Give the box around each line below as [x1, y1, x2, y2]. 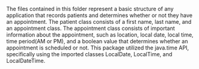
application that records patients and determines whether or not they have [6, 12, 193, 19]
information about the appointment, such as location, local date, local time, [6, 31, 194, 38]
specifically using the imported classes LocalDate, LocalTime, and [6, 51, 172, 57]
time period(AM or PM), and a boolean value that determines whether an [6, 38, 189, 45]
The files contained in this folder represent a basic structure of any [6, 5, 174, 12]
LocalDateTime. [6, 57, 46, 64]
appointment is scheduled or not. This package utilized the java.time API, [6, 44, 189, 51]
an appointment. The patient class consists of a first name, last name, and [6, 18, 192, 25]
